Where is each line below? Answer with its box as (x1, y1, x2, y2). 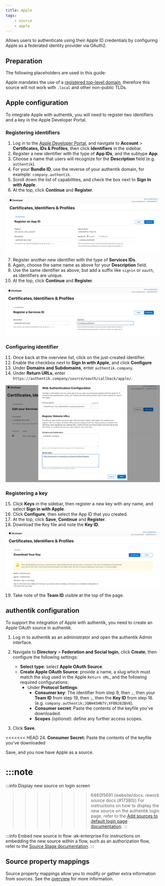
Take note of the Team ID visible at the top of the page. (12, 592, 124, 598)
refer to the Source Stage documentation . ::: (5, 843, 94, 849)
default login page (91, 818, 128, 824)
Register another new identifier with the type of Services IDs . (12, 257, 137, 263)
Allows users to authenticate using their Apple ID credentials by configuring (5, 37, 158, 44)
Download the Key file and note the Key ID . (12, 522, 99, 527)
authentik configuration (5, 606, 80, 615)
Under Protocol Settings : (27, 684, 79, 690)
